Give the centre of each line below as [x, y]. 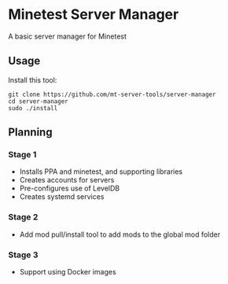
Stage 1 [22, 155]
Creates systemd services [62, 197]
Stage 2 [23, 217]
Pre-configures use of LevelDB [70, 188]
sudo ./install [33, 108]
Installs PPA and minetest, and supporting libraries [101, 172]
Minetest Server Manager [94, 15]
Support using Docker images [68, 272]
